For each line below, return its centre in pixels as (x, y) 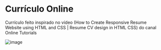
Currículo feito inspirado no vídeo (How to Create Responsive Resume (76, 22)
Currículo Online (39, 9)
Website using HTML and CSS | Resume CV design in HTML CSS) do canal (81, 27)
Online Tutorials (21, 33)
